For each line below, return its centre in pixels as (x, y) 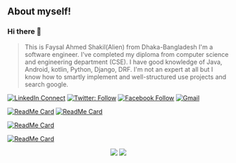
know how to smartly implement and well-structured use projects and (125, 77)
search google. (46, 84)
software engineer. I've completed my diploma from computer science (126, 54)
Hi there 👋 (25, 32)
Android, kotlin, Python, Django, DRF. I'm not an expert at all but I (119, 69)
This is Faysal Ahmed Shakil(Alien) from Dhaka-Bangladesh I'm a (119, 47)
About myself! (39, 12)
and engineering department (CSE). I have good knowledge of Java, (123, 62)
